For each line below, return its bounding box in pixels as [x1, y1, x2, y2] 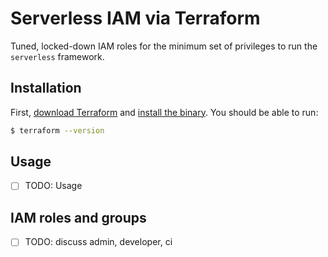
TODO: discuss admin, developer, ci [24, 236, 173, 248]
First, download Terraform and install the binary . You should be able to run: [10, 106, 319, 118]
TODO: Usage [24, 180, 83, 192]
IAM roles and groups [10, 209, 147, 226]
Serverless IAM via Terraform [10, 7, 261, 30]
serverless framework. [10, 50, 105, 62]
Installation [10, 80, 82, 97]
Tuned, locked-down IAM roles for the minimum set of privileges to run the [10, 40, 318, 52]
